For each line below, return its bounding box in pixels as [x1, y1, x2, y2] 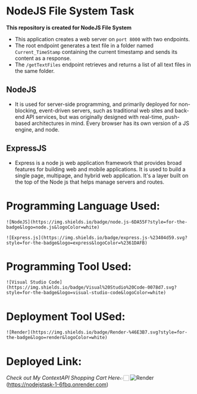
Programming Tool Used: [6, 259, 132, 273]
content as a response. [14, 54, 71, 62]
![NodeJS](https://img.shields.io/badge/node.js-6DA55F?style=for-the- [6, 219, 187, 225]
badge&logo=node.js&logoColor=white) [6, 224, 100, 230]
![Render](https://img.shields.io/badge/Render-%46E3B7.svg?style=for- [6, 329, 187, 335]
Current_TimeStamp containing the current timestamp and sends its [14, 48, 177, 55]
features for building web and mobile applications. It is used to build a [14, 166, 186, 173]
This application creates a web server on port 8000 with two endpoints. [14, 35, 190, 42]
